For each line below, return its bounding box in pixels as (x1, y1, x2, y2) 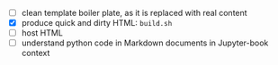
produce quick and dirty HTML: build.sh (21, 18, 173, 28)
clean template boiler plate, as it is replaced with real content (21, 8, 248, 18)
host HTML (21, 28, 64, 38)
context (21, 48, 50, 59)
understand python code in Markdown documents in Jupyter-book (21, 37, 269, 48)
